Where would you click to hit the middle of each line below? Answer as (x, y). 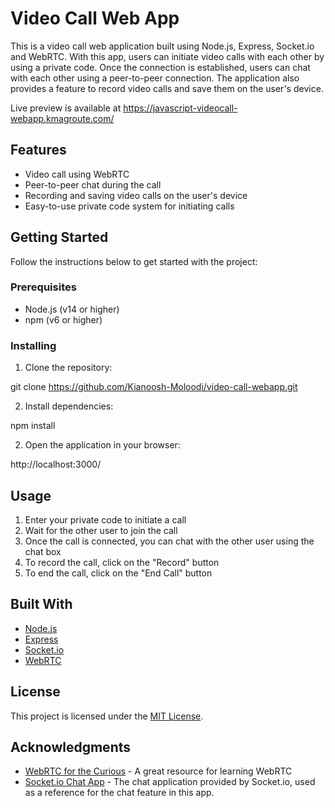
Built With (41, 604)
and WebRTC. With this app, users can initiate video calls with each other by (167, 56)
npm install (33, 426)
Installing (33, 345)
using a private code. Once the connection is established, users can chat (160, 67)
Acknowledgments (71, 747)
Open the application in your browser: (102, 445)
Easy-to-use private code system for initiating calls (129, 206)
